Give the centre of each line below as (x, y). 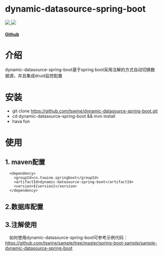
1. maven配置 (25, 162)
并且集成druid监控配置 (40, 76)
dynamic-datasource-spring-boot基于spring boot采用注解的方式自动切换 (78, 70)
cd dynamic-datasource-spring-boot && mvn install (64, 116)
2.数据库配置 (24, 207)
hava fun (21, 121)
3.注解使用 (21, 225)
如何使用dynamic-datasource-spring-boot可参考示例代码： (69, 238)
